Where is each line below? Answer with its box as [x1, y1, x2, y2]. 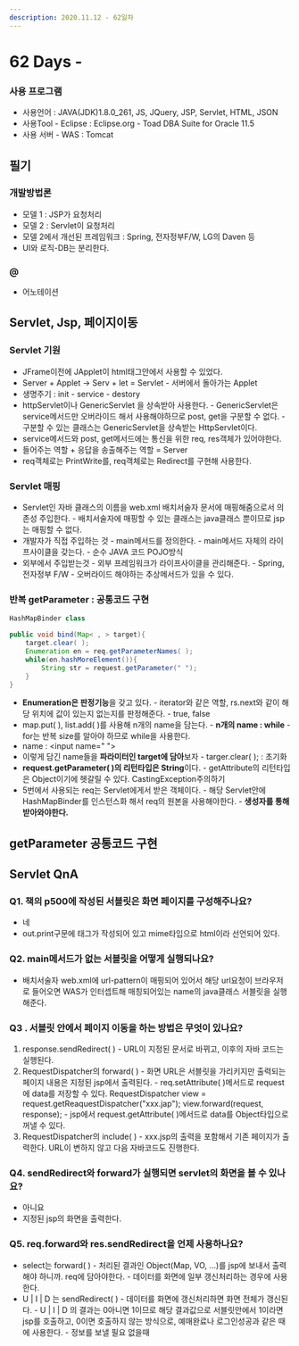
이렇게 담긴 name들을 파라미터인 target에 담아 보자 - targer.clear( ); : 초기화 [21, 752, 287, 762]
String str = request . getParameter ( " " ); [41, 663, 198, 672]
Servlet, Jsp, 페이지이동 [9, 315, 138, 330]
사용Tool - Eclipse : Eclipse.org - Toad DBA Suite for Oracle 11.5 [21, 118, 255, 129]
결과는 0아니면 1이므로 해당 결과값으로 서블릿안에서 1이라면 [79, 1304, 284, 1315]
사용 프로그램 [9, 85, 62, 97]
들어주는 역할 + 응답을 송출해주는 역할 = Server [21, 444, 188, 455]
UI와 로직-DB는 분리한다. [21, 242, 110, 253]
